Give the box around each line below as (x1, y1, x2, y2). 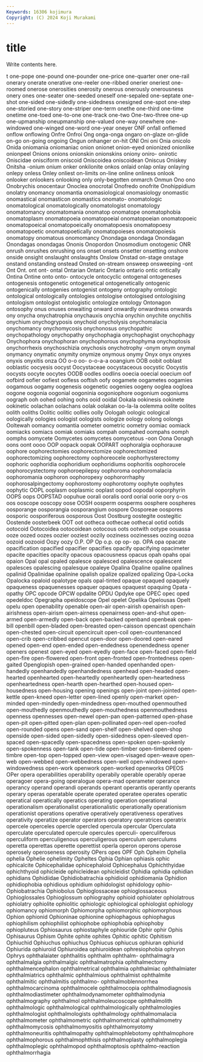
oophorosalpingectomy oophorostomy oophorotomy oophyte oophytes (6, 480, 184, 487)
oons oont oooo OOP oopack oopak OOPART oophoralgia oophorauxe (6, 441, 182, 449)
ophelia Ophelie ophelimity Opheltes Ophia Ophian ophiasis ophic (6, 855, 170, 862)
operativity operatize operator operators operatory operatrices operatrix (6, 816, 187, 823)
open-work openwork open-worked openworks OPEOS (45, 764, 184, 772)
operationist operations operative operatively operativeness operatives (6, 810, 184, 817)
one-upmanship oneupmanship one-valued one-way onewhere (6, 118, 165, 125)
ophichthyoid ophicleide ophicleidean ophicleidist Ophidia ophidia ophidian (6, 868, 194, 875)
